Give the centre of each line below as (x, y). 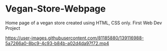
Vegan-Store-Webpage (56, 9)
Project (13, 28)
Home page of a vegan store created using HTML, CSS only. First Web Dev (84, 23)
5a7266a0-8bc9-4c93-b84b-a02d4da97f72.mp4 (57, 43)
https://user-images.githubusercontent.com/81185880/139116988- (75, 38)
